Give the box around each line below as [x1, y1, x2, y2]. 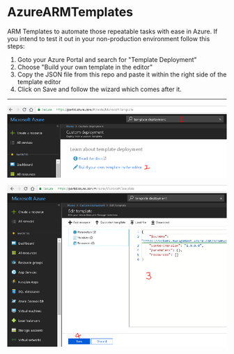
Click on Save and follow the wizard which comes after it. [17, 85, 182, 93]
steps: [7, 42, 25, 50]
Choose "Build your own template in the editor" [17, 63, 153, 71]
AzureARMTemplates [7, 4, 134, 20]
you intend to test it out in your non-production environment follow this [7, 34, 210, 42]
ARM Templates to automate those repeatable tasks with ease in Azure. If [7, 27, 218, 35]
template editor [17, 77, 61, 86]
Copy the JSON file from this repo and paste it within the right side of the [17, 70, 227, 79]
